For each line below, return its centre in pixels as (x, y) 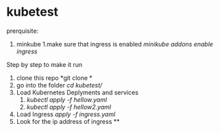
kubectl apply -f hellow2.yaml (69, 107)
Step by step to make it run (45, 64)
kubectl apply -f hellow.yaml (67, 99)
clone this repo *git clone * (54, 78)
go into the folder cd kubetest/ (59, 85)
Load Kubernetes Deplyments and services (77, 92)
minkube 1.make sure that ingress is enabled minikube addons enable (115, 44)
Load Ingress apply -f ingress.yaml (66, 114)
